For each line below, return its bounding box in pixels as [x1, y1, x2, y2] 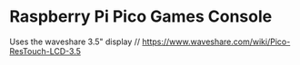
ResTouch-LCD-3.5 [9, 45, 82, 56]
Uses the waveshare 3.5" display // [9, 36, 141, 47]
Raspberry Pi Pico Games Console [9, 6, 273, 27]
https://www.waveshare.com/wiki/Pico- [142, 36, 291, 47]
